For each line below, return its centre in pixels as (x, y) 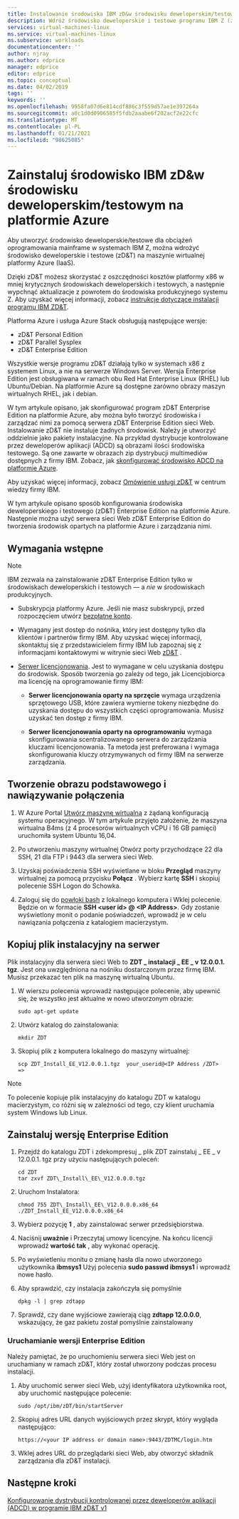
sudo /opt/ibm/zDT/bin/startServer (70, 1406)
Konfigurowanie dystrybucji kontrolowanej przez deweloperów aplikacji (112, 1500)
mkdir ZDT (32, 1037)
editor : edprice (31, 73)
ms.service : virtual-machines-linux (62, 34)
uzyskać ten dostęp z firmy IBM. (75, 718)
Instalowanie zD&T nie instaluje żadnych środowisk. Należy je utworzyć (112, 430)
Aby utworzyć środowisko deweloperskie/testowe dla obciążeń (100, 240)
